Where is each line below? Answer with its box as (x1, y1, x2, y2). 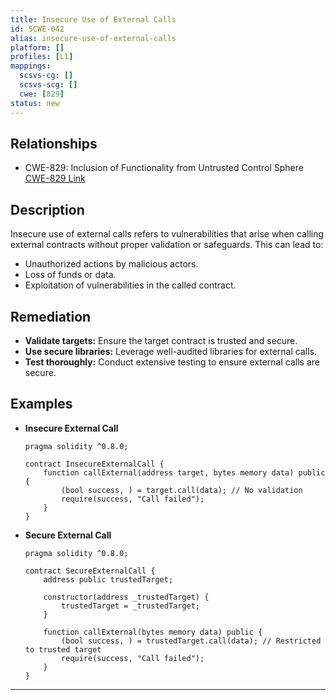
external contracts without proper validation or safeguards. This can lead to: (10, 239, 324, 251)
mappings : (10, 61, 52, 71)
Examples (10, 396, 73, 413)
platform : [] (10, 42, 65, 53)
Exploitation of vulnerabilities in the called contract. (24, 279, 237, 291)
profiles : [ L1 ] (10, 52, 74, 62)
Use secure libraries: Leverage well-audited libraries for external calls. (24, 345, 317, 357)
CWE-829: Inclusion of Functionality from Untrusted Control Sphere (24, 162, 304, 174)
